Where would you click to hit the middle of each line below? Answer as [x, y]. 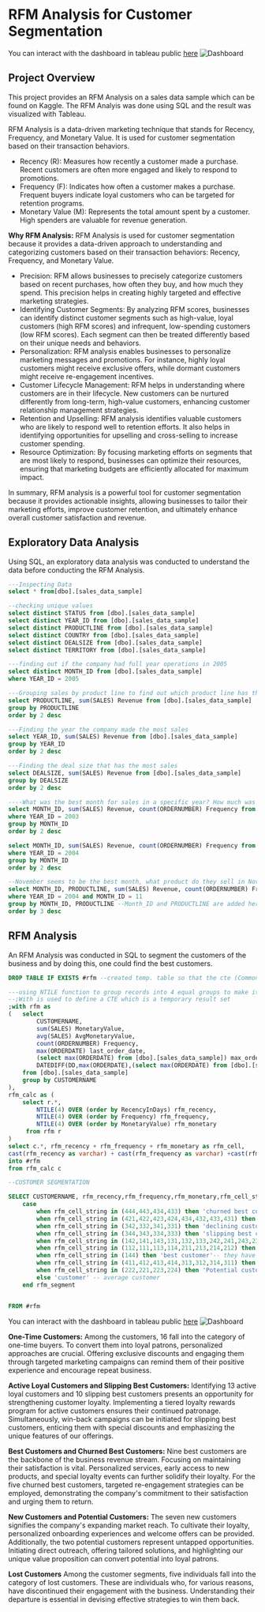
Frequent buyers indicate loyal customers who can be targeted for [127, 194]
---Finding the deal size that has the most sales [93, 766]
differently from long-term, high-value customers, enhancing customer [135, 401]
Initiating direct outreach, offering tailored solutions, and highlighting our [126, 1550]
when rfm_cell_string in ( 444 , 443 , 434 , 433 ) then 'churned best [142, 1212]
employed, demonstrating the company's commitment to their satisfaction [128, 1493]
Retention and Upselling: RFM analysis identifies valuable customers [131, 418]
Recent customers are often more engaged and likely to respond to [129, 169]
